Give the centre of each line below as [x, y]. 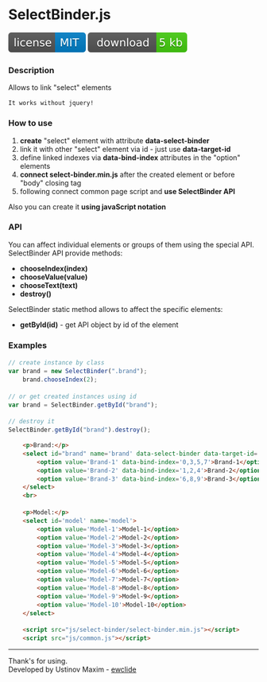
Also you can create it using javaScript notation [87, 207]
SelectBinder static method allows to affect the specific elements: [116, 309]
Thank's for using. [38, 661]
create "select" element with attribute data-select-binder [114, 140]
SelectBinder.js [60, 15]
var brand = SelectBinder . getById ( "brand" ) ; [83, 405]
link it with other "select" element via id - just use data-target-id [125, 149]
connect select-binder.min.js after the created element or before [127, 174]
